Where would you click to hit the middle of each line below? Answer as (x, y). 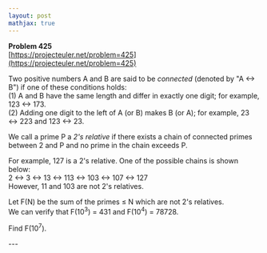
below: (19, 169)
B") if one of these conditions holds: (68, 87)
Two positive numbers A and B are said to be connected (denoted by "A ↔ (132, 78)
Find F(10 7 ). (28, 227)
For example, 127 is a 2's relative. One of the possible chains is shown (123, 160)
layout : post (30, 16)
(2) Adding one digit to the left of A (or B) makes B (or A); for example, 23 (129, 112)
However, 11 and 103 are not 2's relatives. (76, 186)
